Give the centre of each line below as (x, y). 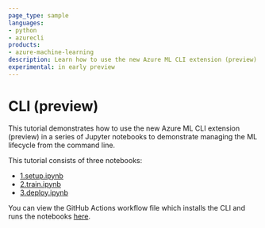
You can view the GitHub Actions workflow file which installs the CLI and (127, 207)
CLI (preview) (54, 106)
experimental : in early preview (61, 67)
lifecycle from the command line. (62, 145)
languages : (26, 23)
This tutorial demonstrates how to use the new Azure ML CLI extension (124, 128)
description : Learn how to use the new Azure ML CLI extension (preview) (133, 60)
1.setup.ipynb (41, 176)
